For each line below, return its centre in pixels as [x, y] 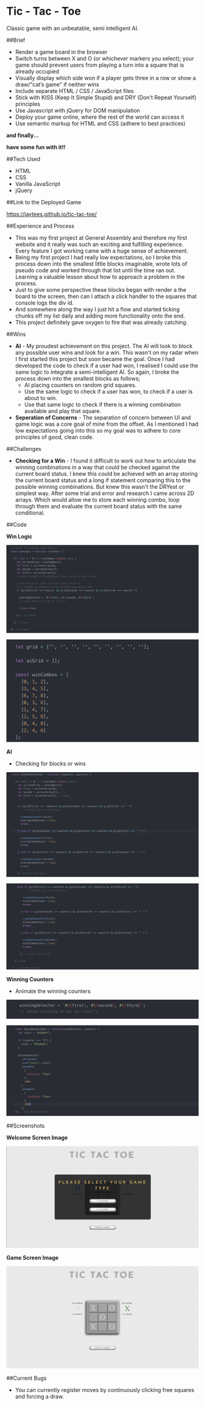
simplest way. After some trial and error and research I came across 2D [105, 493]
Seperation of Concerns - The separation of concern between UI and [103, 417]
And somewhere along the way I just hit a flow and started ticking [97, 309]
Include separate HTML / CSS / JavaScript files [74, 91]
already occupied [37, 71]
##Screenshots [26, 1125]
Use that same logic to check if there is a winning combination [103, 404]
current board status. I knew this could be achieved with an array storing [106, 474]
